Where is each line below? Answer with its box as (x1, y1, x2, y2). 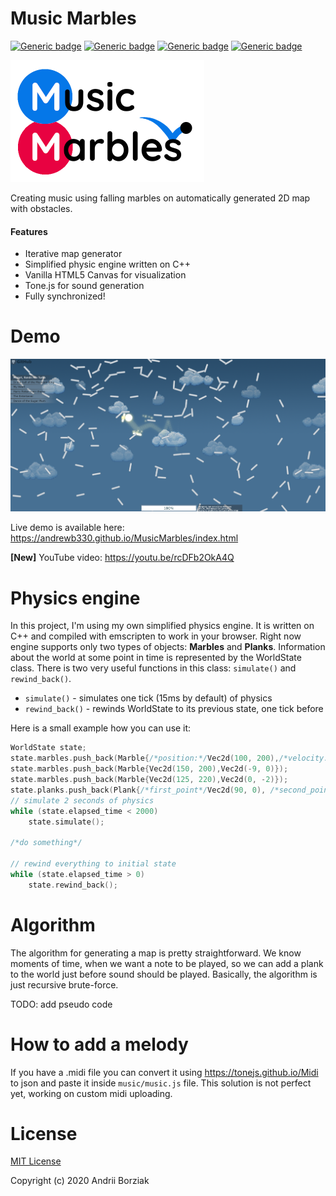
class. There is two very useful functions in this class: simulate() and (10, 662, 297, 674)
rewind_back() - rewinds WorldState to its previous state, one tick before (24, 703, 324, 715)
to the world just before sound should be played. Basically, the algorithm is (10, 968, 318, 980)
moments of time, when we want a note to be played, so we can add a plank (10, 957, 324, 969)
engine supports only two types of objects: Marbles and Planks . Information (10, 641, 326, 653)
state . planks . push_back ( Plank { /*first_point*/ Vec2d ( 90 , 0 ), (10, 785, 267, 795)
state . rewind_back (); (28, 880, 118, 890)
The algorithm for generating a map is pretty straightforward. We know (10, 947, 302, 959)
